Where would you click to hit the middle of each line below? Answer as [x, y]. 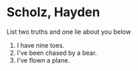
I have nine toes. [40, 45]
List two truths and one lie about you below [69, 32]
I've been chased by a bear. [57, 53]
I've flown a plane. [43, 60]
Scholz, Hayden [53, 12]
